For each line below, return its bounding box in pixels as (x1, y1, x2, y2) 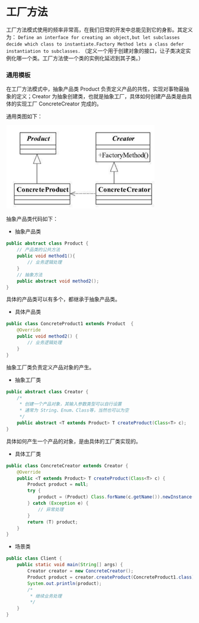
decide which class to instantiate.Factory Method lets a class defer (6, 41, 184, 47)
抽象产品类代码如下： (6, 216, 58, 223)
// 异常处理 (37, 506, 64, 512)
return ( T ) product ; (27, 519, 78, 525)
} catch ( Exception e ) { (27, 500, 89, 506)
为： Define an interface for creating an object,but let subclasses (6, 33, 180, 40)
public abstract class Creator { (6, 388, 89, 394)
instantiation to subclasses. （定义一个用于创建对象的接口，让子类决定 (6, 47, 186, 54)
